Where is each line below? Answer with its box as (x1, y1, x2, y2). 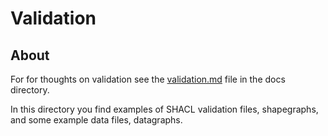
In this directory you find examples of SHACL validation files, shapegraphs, (10, 103, 319, 115)
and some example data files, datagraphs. (10, 114, 183, 126)
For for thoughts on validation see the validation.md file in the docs (10, 73, 286, 85)
